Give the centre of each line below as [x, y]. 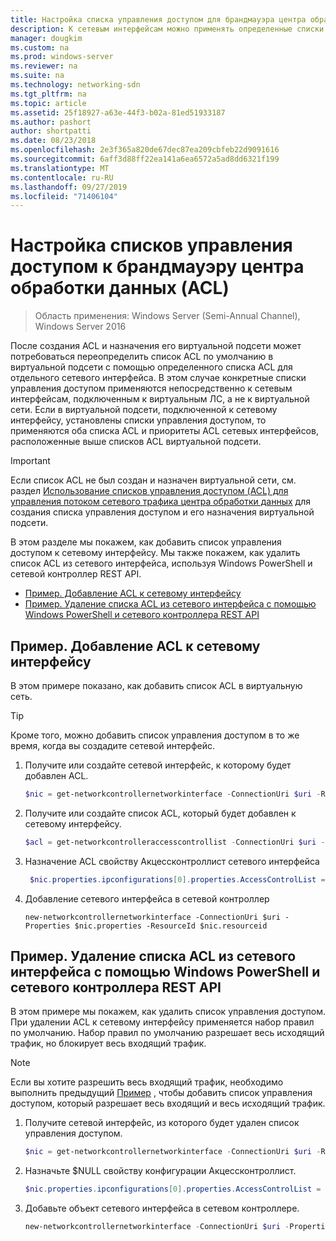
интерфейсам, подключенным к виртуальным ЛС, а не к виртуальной [160, 399]
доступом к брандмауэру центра [157, 267]
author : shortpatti [51, 131]
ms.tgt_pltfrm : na [48, 94]
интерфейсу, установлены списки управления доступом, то [138, 420]
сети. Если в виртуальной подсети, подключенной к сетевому [144, 410]
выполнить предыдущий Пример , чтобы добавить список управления [161, 1093]
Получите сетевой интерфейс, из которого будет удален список [162, 1123]
